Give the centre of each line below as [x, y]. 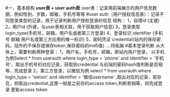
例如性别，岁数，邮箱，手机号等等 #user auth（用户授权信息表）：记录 [87, 14]
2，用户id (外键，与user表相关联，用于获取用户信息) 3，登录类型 [73, 27]
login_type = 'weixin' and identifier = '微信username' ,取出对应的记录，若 [81, 77]
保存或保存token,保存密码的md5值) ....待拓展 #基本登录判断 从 [96, 45]
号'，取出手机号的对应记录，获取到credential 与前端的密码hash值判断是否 [82, 64]
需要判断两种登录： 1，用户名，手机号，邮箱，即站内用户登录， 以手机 [92, 52]
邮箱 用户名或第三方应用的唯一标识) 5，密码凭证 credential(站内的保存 [84, 39]
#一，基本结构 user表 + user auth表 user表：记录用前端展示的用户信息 [79, 8]
